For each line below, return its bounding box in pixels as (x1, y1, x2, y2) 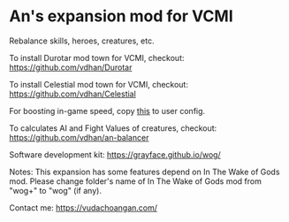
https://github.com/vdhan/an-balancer (9, 132, 149, 142)
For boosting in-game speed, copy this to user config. (9, 105, 206, 116)
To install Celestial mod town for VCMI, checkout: (9, 79, 188, 89)
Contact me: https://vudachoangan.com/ (9, 202, 157, 213)
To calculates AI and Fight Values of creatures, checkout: (9, 122, 217, 134)
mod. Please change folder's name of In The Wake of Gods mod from (9, 175, 262, 187)
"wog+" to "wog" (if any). (9, 185, 102, 195)
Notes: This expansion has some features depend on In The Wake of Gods (9, 166, 280, 177)
